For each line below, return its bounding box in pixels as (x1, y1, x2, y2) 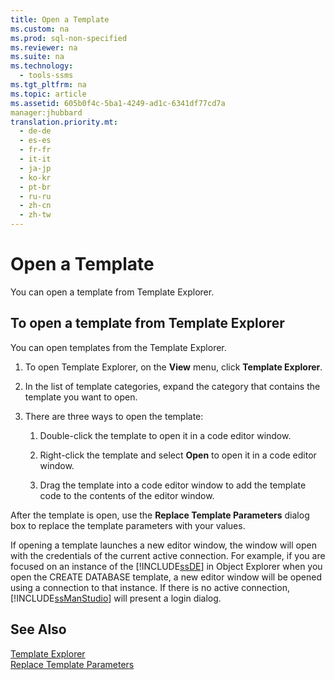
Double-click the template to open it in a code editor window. (39, 429, 292, 441)
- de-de (19, 126, 52, 136)
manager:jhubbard (10, 107, 83, 118)
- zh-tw (19, 210, 52, 220)
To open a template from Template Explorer (10, 315, 285, 332)
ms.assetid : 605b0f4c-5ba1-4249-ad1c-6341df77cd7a (10, 98, 226, 108)
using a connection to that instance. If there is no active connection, (10, 581, 290, 593)
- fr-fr (19, 145, 52, 155)
